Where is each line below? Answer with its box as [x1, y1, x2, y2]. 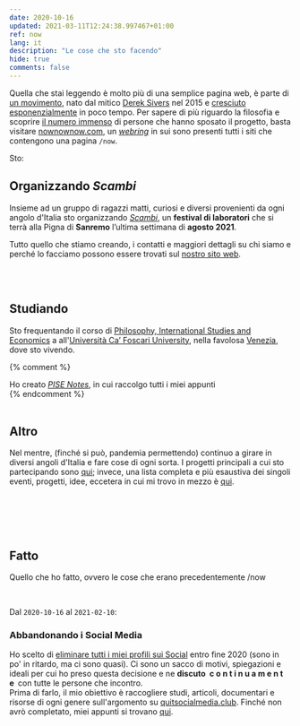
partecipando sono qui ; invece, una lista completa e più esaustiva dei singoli [9, 467, 291, 478]
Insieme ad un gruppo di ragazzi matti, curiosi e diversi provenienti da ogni [9, 203, 285, 213]
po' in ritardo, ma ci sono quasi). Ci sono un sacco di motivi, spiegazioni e [9, 659, 282, 670]
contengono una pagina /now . [9, 135, 118, 146]
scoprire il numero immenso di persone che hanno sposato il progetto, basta [9, 116, 291, 126]
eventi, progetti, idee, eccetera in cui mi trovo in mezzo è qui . [9, 476, 235, 487]
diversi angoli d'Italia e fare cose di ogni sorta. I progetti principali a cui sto [9, 457, 285, 468]
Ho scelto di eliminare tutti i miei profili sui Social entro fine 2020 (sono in [9, 649, 279, 660]
